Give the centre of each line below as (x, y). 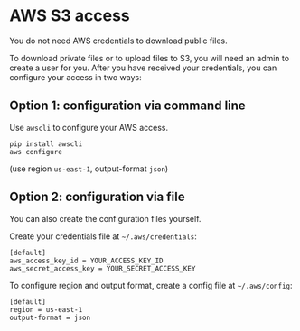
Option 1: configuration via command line (127, 106)
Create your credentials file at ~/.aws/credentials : (103, 236)
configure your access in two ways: (75, 77)
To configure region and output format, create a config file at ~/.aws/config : (151, 285)
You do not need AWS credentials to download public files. (118, 41)
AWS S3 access (70, 16)
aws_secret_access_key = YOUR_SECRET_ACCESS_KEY (103, 268)
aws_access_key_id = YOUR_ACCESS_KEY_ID (87, 261)
